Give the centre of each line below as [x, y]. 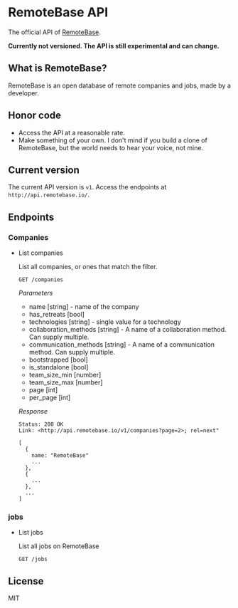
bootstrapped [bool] [58, 360]
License [26, 581]
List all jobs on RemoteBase [59, 546]
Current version [44, 170]
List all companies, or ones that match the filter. [88, 267]
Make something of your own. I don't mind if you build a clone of [113, 140]
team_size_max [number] [66, 382]
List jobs [31, 533]
